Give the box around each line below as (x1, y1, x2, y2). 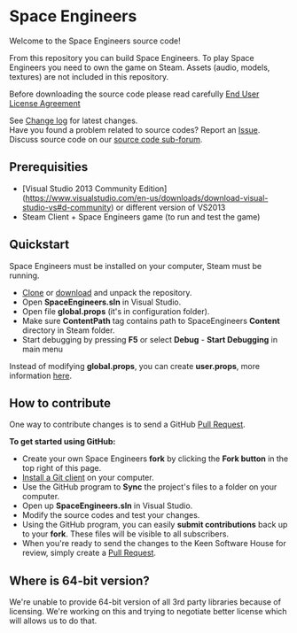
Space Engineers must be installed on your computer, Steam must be (9, 260, 262, 271)
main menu (21, 344, 64, 354)
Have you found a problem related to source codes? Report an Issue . (9, 124, 261, 135)
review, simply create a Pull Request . (21, 547, 157, 559)
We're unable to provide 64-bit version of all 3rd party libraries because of (9, 597, 282, 607)
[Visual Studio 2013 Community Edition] (21, 183, 168, 194)
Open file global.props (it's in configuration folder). (21, 305, 210, 316)
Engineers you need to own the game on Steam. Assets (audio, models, (9, 62, 270, 73)
